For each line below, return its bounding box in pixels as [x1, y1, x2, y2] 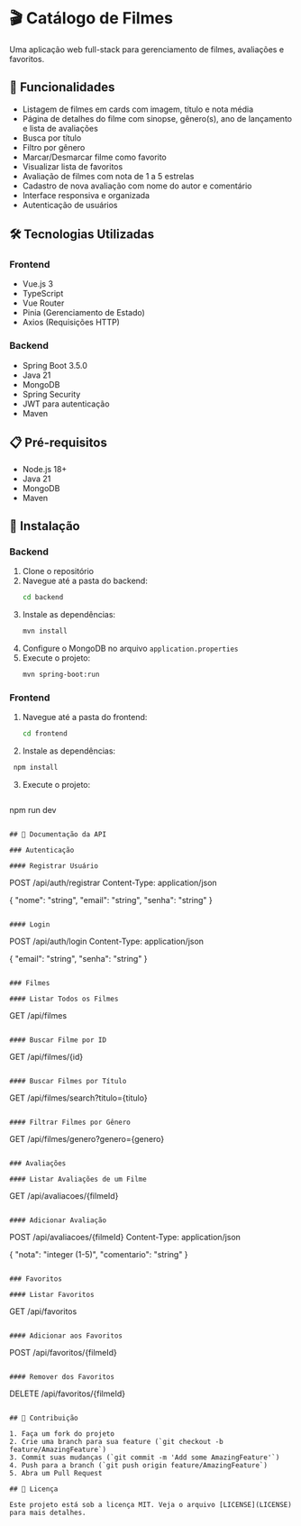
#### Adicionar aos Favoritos [9, 1331, 123, 1340]
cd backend [22, 593, 64, 602]
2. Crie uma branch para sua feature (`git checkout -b [9, 1437, 223, 1446]
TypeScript [22, 288, 64, 299]
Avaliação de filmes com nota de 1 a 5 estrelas [22, 170, 195, 181]
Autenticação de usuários [22, 199, 118, 210]
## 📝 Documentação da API [9, 829, 106, 839]
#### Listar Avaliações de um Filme [9, 1174, 147, 1183]
